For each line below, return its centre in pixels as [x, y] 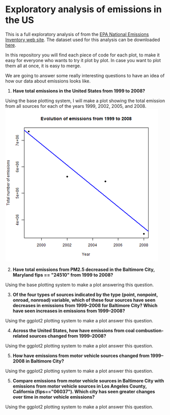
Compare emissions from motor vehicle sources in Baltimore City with [88, 380]
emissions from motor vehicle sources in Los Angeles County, [80, 386]
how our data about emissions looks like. [48, 81]
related [20, 336]
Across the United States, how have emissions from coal [74, 330]
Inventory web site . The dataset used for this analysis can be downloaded [83, 40]
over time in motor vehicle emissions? [54, 397]
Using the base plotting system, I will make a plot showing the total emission [85, 101]
